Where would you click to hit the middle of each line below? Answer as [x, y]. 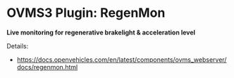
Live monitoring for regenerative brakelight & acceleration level [101, 32]
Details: [18, 46]
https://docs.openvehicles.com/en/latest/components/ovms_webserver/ [122, 59]
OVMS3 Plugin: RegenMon [86, 13]
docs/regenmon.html [47, 67]
